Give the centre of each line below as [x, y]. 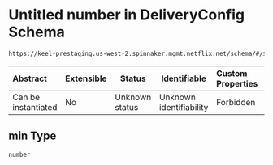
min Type [32, 136]
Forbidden [236, 102]
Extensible [86, 78]
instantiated [35, 107]
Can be [26, 97]
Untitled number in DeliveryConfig [127, 15]
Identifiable [184, 78]
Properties [237, 83]
